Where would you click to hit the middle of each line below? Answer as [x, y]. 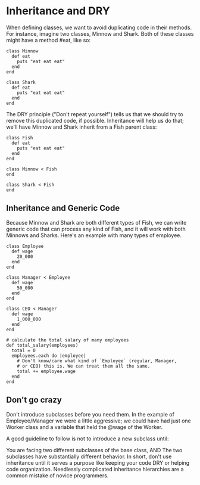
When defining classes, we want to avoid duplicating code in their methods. [99, 27]
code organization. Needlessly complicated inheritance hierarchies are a [95, 469]
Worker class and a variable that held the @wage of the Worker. [84, 427]
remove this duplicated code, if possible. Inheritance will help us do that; [95, 120]
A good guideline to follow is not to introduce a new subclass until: [87, 439]
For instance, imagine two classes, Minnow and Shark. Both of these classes [100, 33]
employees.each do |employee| [49, 356]
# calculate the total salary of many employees [68, 340]
